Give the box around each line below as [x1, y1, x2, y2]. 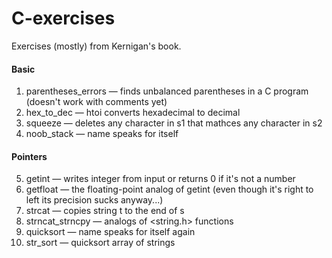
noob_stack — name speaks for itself [25, 128, 179, 140]
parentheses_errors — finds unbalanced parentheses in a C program [25, 85, 309, 97]
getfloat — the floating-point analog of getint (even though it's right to [25, 183, 314, 196]
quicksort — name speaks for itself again [25, 226, 196, 238]
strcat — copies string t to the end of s [25, 205, 185, 217]
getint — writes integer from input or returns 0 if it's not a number [25, 173, 296, 185]
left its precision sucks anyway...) [25, 194, 164, 206]
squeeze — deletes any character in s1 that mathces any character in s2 [25, 117, 323, 129]
